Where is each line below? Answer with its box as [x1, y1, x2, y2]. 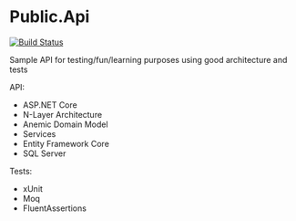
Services [22, 128, 56, 139]
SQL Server [22, 148, 66, 159]
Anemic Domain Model [22, 119, 108, 130]
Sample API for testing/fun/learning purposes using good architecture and [9, 54, 288, 65]
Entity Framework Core [22, 138, 109, 149]
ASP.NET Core [22, 99, 77, 110]
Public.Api [9, 6, 90, 27]
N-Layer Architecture [22, 109, 103, 120]
